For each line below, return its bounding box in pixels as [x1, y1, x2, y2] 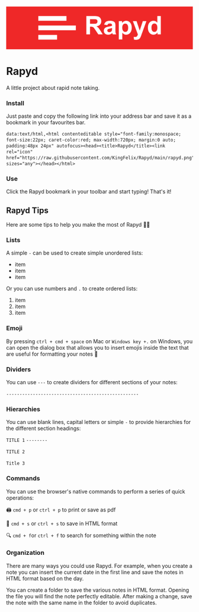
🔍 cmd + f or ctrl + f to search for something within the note [6, 532, 157, 539]
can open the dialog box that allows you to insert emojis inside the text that [6, 344, 189, 351]
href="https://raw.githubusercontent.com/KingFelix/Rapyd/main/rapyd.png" [6, 155, 195, 161]
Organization [6, 548, 44, 557]
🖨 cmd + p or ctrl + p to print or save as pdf [6, 506, 116, 513]
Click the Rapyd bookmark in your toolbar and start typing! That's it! [6, 188, 172, 195]
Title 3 [6, 460, 25, 467]
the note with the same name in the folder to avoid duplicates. [6, 599, 157, 606]
